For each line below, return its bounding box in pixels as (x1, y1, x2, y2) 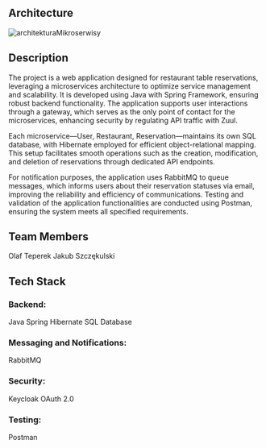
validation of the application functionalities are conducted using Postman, (8, 197, 252, 208)
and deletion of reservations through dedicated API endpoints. (8, 156, 215, 166)
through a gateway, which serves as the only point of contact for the (8, 106, 235, 116)
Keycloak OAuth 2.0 (8, 394, 74, 404)
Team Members (8, 230, 89, 244)
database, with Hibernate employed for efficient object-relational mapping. (8, 139, 256, 149)
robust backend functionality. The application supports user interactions (8, 98, 248, 108)
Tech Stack (8, 274, 66, 288)
